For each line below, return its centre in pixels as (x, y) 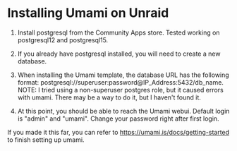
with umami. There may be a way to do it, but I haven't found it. (109, 97)
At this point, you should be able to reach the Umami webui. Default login (123, 111)
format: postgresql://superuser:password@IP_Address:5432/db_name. (121, 82)
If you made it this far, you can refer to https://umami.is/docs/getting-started (119, 132)
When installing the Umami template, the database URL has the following (123, 75)
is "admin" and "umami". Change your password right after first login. (119, 119)
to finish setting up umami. (46, 140)
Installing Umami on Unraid (88, 13)
